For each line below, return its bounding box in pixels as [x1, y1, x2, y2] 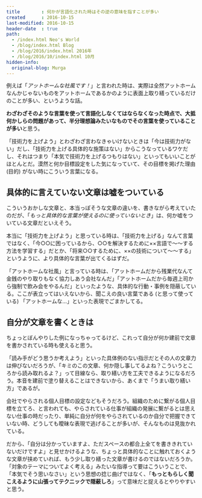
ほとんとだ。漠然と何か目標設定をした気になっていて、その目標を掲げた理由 [6, 160, 196, 167]
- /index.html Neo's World [11, 37, 80, 43]
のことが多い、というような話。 [6, 97, 86, 104]
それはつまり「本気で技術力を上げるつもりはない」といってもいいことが [16, 153, 196, 160]
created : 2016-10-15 [6, 14, 74, 20]
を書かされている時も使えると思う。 [6, 341, 96, 349]
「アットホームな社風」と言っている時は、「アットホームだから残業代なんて [6, 267, 193, 275]
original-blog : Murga [11, 64, 66, 71]
